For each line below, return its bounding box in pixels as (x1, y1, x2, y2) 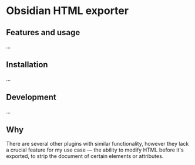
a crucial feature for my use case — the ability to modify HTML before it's (6, 146, 184, 153)
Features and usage (6, 27, 80, 37)
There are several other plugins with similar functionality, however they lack (6, 140, 189, 147)
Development (6, 92, 57, 102)
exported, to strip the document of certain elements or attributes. (6, 153, 164, 160)
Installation (6, 60, 48, 70)
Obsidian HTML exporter (6, 4, 129, 18)
